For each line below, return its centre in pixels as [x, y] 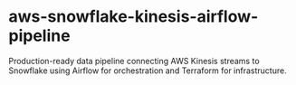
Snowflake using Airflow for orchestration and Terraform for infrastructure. [148, 71]
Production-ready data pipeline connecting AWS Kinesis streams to [134, 61]
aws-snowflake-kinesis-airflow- [134, 17]
